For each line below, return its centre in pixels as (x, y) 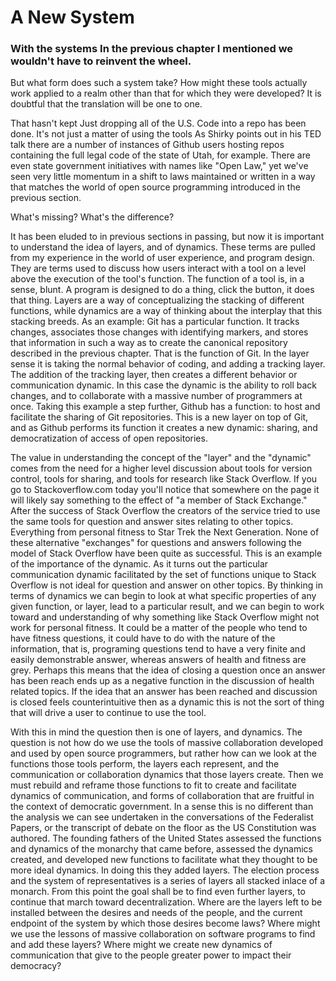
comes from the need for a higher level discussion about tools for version (161, 468)
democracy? (36, 966)
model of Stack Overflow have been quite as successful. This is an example (166, 553)
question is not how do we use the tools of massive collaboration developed (167, 743)
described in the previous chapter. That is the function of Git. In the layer (160, 353)
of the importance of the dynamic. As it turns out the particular (139, 564)
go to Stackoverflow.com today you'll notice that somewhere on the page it (165, 490)
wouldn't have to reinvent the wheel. (101, 61)
